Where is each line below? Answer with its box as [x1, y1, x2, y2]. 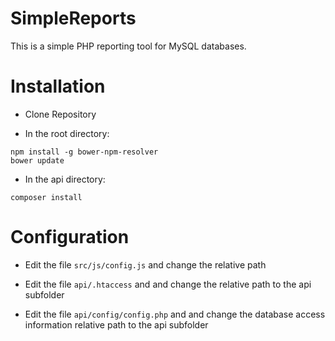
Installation [10, 75, 106, 98]
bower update [10, 155, 65, 166]
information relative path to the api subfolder [24, 318, 209, 331]
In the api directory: [24, 173, 106, 185]
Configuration [10, 226, 130, 249]
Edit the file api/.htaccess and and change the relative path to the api [24, 278, 312, 290]
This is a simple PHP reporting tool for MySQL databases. [10, 40, 247, 52]
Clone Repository [24, 108, 97, 120]
